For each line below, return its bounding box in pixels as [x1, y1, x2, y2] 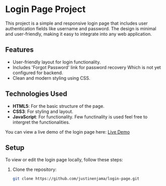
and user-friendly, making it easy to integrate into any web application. [5, 31, 152, 37]
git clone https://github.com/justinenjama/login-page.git [12, 176, 140, 181]
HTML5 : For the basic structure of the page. [12, 103, 105, 109]
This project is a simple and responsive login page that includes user [5, 20, 148, 26]
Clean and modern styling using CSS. [12, 75, 91, 81]
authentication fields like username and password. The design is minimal [5, 25, 156, 31]
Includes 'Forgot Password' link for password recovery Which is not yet [12, 64, 161, 70]
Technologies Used [5, 90, 67, 98]
